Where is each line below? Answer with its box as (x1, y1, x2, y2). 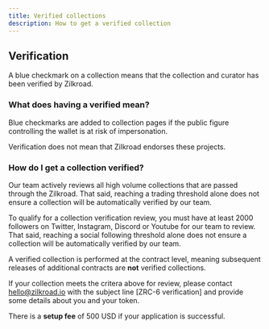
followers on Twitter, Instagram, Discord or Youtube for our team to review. (8, 221, 256, 231)
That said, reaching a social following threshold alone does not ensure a (8, 230, 247, 239)
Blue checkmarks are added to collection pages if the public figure (8, 118, 230, 127)
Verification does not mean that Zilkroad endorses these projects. (8, 142, 226, 152)
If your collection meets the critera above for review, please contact (8, 278, 233, 288)
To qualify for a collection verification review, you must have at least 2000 (8, 213, 254, 223)
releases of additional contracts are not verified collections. (8, 263, 207, 273)
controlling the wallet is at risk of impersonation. (8, 126, 168, 135)
